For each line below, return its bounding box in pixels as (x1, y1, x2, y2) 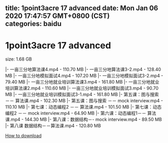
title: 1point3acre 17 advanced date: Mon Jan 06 (5, 4, 158, 12)
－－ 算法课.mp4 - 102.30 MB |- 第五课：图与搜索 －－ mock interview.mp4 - (5, 97, 163, 104)
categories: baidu (5, 19, 62, 28)
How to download (5, 132, 42, 139)
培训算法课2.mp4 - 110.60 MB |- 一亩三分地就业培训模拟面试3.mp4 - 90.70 (5, 85, 159, 91)
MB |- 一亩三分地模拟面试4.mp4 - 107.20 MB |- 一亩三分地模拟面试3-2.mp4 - (5, 72, 163, 79)
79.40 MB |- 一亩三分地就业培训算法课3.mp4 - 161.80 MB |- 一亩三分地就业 (5, 79, 159, 85)
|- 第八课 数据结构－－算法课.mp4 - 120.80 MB (5, 122, 101, 129)
